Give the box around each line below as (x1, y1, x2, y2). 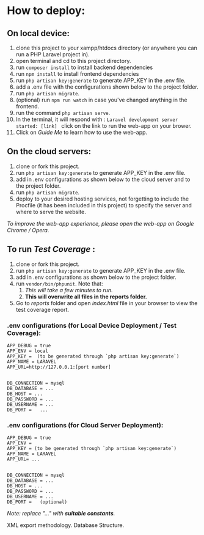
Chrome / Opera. (7, 226, 49, 234)
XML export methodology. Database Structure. (7, 522, 125, 529)
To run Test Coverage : (7, 244, 95, 254)
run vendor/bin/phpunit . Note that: (15, 279, 103, 287)
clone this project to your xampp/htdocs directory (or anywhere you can (15, 44, 197, 51)
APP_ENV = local (7, 348, 48, 354)
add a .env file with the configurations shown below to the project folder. (15, 83, 199, 90)
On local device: (7, 28, 70, 39)
